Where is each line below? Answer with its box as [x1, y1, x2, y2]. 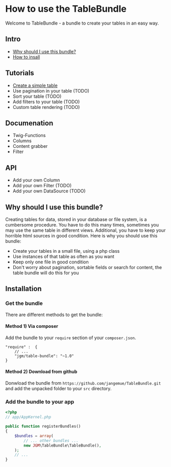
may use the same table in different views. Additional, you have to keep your [5, 227, 166, 233]
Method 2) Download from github [5, 369, 78, 375]
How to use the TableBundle [5, 3, 127, 15]
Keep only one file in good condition [12, 259, 89, 265]
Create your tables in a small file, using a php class [12, 248, 120, 254]
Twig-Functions [12, 132, 46, 139]
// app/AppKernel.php [5, 415, 52, 420]
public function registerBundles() [5, 424, 81, 429]
